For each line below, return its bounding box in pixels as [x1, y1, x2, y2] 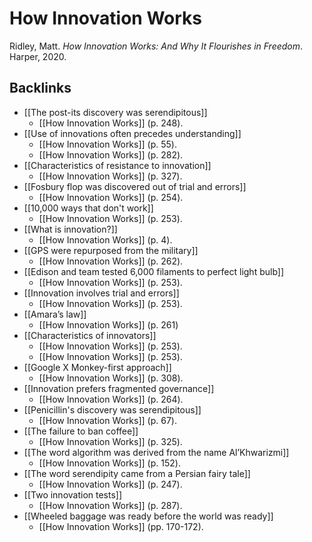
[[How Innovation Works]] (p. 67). [38, 414, 177, 426]
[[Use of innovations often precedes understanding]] [23, 127, 242, 139]
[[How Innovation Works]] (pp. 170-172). [38, 520, 204, 532]
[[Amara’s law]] [23, 308, 87, 320]
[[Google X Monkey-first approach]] [23, 361, 172, 373]
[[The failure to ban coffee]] [23, 425, 139, 437]
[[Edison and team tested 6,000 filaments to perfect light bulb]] [23, 265, 285, 277]
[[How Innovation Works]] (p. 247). [38, 478, 183, 490]
